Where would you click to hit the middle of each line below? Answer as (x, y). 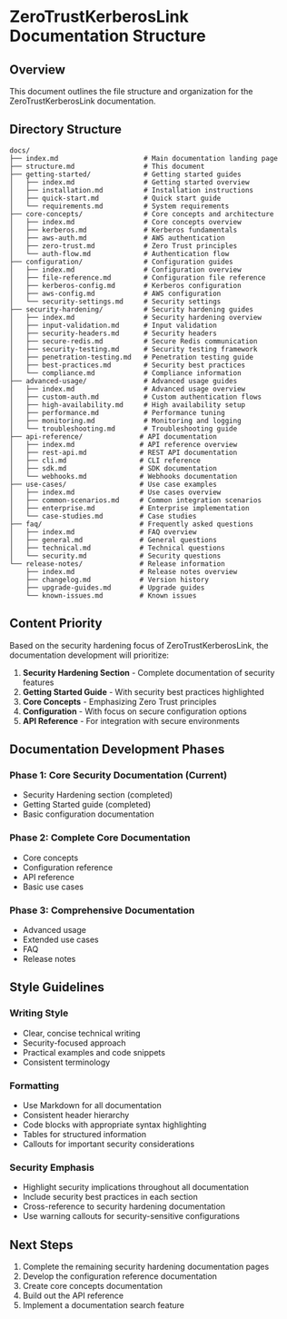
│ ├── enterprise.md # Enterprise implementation (129, 508)
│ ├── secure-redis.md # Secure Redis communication (134, 341)
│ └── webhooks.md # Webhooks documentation (124, 476)
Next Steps (41, 1245)
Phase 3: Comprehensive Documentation (102, 910)
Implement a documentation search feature (103, 1305)
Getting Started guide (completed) (87, 805)
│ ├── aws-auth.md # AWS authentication (117, 238)
